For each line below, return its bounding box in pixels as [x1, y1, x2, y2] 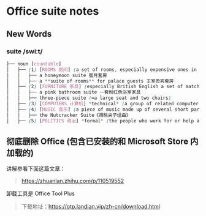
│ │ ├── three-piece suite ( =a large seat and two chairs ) [6, 95, 172, 102]
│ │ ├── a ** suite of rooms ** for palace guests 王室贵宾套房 [6, 78, 174, 84]
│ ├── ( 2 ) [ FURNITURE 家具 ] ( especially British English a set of [6, 84, 183, 90]
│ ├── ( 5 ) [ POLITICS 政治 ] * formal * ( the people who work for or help [6, 117, 194, 124]
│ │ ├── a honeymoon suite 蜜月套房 [6, 72, 107, 78]
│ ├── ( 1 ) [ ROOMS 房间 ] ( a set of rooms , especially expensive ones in [6, 66, 197, 73]
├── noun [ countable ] [6, 61, 62, 67]
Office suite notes [6, 4, 99, 18]
